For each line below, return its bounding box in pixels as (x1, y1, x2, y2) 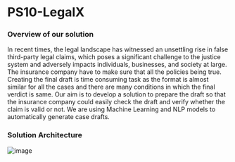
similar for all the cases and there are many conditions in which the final (7, 82, 216, 92)
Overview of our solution (7, 30, 94, 39)
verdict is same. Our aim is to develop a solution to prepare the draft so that (7, 90, 227, 99)
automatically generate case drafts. (7, 113, 110, 121)
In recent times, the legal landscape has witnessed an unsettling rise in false (7, 45, 229, 54)
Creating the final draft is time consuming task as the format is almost (7, 75, 209, 84)
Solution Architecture (7, 130, 82, 140)
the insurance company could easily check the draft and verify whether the (7, 98, 225, 106)
